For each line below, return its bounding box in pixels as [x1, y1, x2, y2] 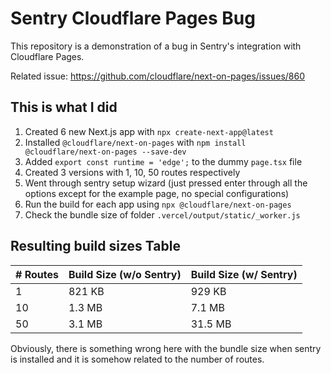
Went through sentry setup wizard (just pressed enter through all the [24, 177, 308, 189]
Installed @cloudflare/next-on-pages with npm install [24, 136, 247, 148]
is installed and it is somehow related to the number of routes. [10, 353, 265, 365]
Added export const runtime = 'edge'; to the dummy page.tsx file [24, 155, 303, 167]
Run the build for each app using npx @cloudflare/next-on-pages [24, 198, 292, 210]
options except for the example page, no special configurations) [24, 187, 290, 199]
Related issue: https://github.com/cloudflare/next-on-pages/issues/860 [10, 70, 306, 82]
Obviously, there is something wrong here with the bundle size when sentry [10, 342, 322, 354]
